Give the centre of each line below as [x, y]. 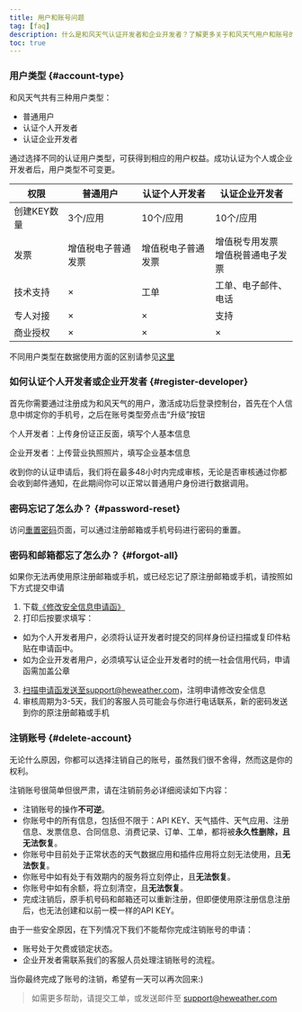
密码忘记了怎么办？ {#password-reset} [95, 508]
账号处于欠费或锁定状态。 [70, 948]
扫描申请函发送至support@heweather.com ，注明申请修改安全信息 [144, 690]
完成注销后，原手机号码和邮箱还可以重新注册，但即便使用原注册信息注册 [156, 899]
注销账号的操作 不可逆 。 [66, 809]
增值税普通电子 [247, 255]
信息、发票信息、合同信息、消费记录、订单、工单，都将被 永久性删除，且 [156, 831]
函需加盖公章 [46, 671]
